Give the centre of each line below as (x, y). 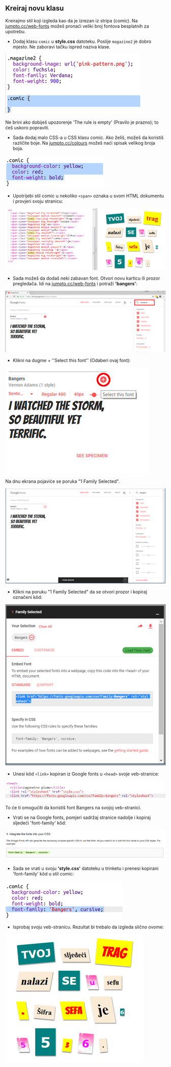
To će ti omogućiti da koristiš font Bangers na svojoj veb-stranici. (73, 807)
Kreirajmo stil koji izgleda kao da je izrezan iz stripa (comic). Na (72, 20)
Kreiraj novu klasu (35, 8)
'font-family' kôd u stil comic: (43, 873)
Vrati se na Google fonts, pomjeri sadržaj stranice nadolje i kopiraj (82, 817)
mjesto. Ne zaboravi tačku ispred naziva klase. (61, 47)
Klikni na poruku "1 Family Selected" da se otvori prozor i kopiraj (80, 592)
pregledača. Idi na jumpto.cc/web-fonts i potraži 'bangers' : (75, 284)
